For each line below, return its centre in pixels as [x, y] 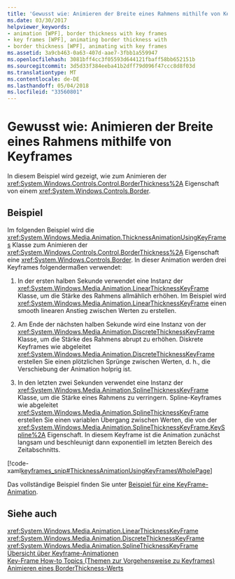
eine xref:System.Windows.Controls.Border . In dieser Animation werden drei [117, 260]
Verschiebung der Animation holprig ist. [74, 368]
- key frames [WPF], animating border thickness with [87, 40]
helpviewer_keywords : [39, 27]
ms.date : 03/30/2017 [37, 20]
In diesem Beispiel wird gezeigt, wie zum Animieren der [87, 176]
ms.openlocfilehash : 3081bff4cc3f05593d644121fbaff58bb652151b [101, 60]
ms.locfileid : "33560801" [45, 92]
